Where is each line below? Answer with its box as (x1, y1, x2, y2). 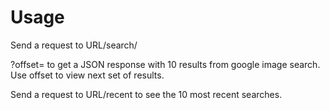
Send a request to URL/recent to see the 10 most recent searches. (10, 88, 283, 100)
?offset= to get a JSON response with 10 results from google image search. (10, 58, 321, 70)
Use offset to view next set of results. (10, 69, 165, 81)
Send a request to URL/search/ (10, 39, 138, 51)
